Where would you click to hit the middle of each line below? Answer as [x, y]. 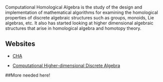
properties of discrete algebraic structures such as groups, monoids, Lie [79, 18]
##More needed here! [28, 75]
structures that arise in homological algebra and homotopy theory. [73, 28]
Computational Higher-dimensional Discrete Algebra [66, 65]
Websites [20, 44]
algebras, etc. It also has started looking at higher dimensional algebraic [79, 23]
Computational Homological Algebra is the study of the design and [74, 7]
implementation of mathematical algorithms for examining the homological [82, 12]
